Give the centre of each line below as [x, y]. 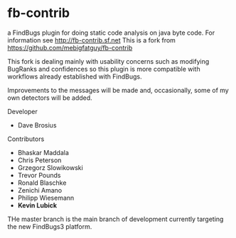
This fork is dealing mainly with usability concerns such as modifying [108, 61]
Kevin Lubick [37, 205]
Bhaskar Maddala [43, 152]
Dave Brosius [37, 125]
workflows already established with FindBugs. [75, 76]
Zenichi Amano [40, 190]
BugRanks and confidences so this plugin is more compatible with [104, 69]
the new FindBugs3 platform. [50, 226]
